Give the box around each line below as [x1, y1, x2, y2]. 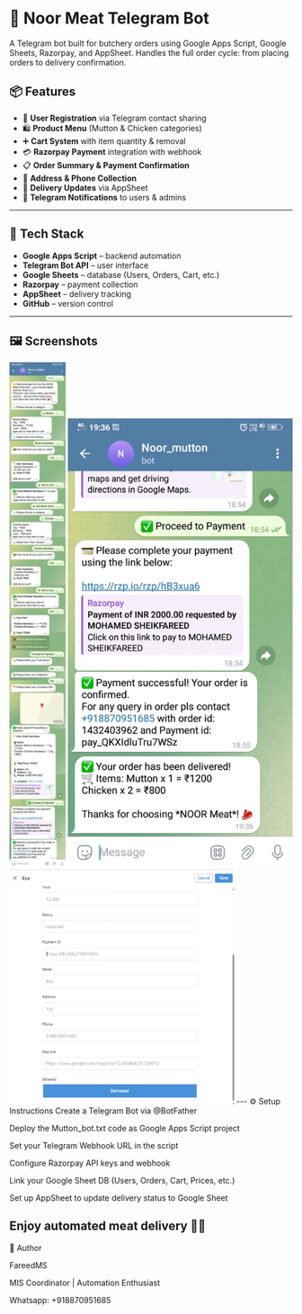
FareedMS [9, 1259, 48, 1271]
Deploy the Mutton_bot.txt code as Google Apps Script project [9, 1123, 240, 1134]
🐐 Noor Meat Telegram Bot [9, 8, 209, 29]
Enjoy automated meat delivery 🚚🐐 [9, 1219, 207, 1234]
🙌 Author [9, 1242, 42, 1253]
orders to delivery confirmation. [9, 57, 127, 67]
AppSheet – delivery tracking [22, 288, 132, 299]
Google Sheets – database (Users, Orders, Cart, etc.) [22, 269, 220, 280]
